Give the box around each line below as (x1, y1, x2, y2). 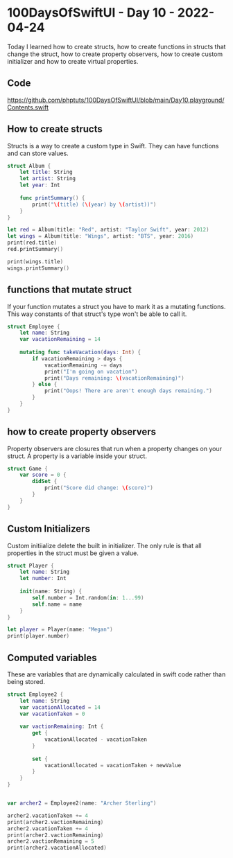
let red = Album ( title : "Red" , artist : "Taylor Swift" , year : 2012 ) (7, 227, 209, 234)
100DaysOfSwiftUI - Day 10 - (7, 5, 175, 21)
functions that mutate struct (7, 284, 132, 296)
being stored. (7, 677, 45, 685)
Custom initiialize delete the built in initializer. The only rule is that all (7, 541, 202, 550)
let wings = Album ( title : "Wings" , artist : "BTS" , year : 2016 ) (7, 233, 194, 240)
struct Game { (7, 465, 49, 472)
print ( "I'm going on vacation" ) (44, 368, 138, 375)
